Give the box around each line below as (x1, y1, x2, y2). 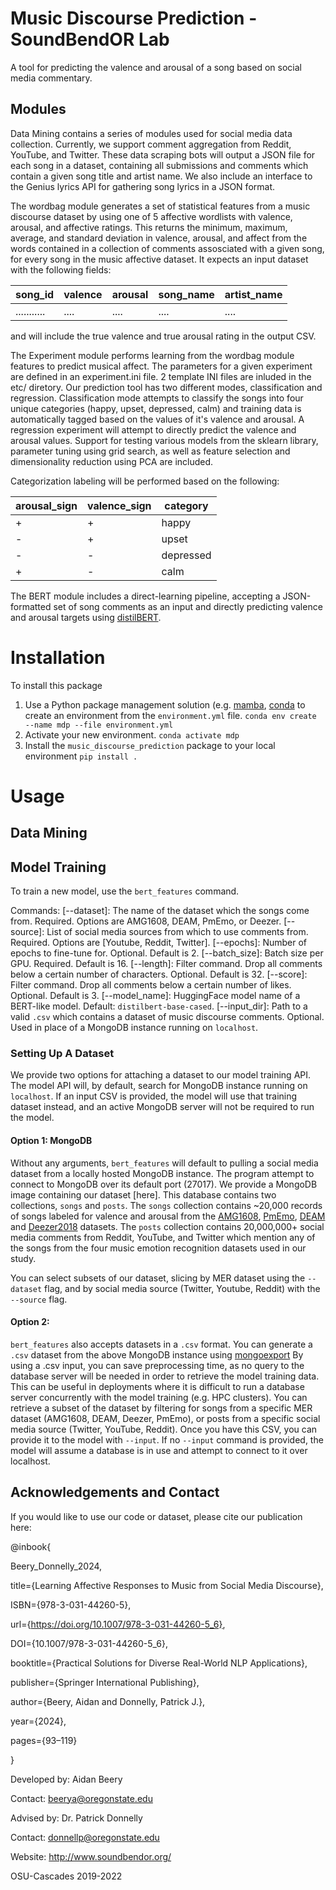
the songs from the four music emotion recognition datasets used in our (10, 1242, 307, 1254)
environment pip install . (24, 750, 138, 762)
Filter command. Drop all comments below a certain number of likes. (10, 979, 292, 991)
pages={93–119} (10, 1734, 78, 1746)
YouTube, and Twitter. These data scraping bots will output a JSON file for (10, 148, 316, 161)
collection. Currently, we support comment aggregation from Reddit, (10, 138, 292, 150)
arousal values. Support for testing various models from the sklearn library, (10, 434, 319, 446)
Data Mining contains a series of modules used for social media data (10, 127, 293, 139)
